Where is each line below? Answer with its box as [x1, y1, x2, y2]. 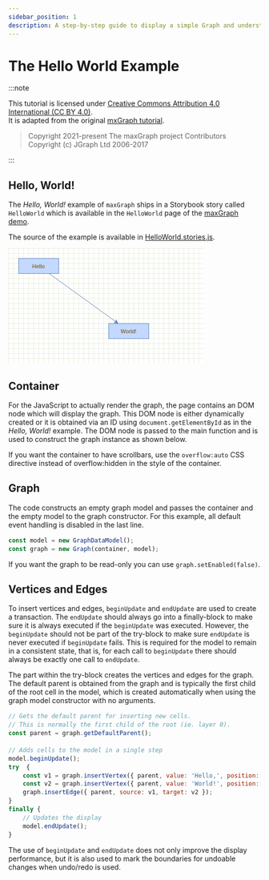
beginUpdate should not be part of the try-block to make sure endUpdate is [8, 629, 250, 639]
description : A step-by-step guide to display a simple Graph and [8, 21, 235, 30]
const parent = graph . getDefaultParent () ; [8, 729, 152, 737]
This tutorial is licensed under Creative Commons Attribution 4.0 [8, 98, 220, 108]
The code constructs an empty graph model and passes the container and [8, 503, 254, 512]
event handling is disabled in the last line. [8, 520, 144, 529]
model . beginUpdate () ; [8, 754, 81, 762]
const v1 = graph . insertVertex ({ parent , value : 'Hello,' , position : [22, 771, 260, 780]
